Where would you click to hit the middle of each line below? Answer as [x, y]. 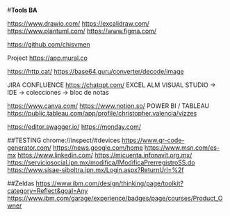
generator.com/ [30, 148]
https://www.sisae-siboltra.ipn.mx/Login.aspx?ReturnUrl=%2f [96, 170]
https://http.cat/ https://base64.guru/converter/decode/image [96, 71]
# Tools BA [22, 10]
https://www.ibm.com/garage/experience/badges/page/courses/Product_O [115, 198]
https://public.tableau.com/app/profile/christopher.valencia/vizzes [102, 113]
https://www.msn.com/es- [182, 148]
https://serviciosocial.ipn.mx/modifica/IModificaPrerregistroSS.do [101, 162]
